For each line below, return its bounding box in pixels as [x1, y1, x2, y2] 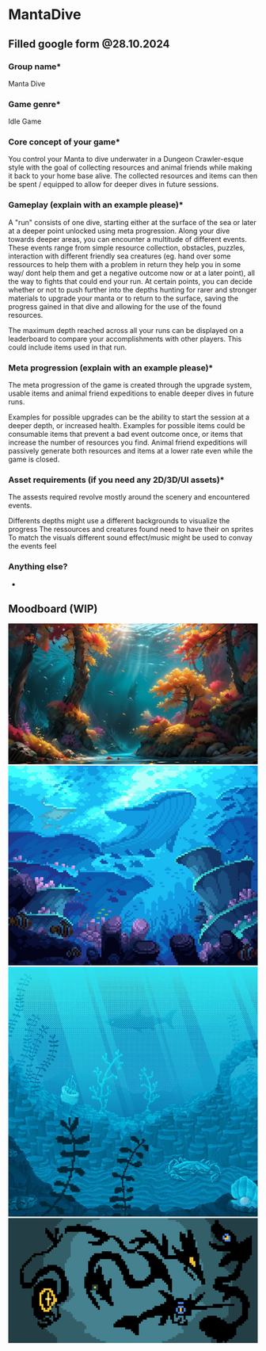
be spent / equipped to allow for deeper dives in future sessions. [8, 180, 219, 189]
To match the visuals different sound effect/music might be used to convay [8, 533, 253, 542]
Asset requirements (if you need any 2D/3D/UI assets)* [8, 474, 225, 485]
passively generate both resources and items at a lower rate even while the [8, 446, 253, 456]
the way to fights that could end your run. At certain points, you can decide [8, 276, 253, 286]
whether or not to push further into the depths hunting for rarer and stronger [8, 285, 257, 294]
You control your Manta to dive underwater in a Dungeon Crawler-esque [8, 155, 244, 164]
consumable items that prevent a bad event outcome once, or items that [8, 430, 243, 439]
